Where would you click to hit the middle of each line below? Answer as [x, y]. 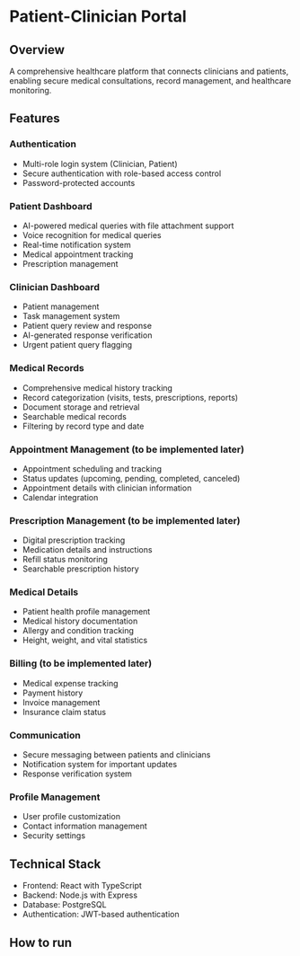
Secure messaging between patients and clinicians [116, 755]
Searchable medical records [75, 416]
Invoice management [61, 702]
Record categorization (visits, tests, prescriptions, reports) [130, 397]
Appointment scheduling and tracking [92, 468]
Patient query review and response [87, 326]
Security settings [54, 836]
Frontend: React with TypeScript [82, 886]
